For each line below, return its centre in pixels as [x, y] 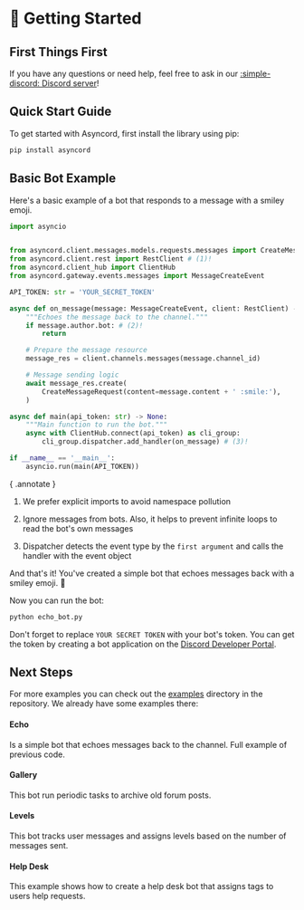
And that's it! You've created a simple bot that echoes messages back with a [152, 573]
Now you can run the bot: [57, 600]
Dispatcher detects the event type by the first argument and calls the [153, 546]
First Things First [58, 52]
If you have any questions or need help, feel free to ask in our [123, 73]
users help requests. [47, 896]
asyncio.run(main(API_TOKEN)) [83, 466]
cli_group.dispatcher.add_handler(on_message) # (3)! [145, 442]
